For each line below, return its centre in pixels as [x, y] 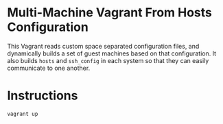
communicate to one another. [49, 68]
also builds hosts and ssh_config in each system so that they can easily [108, 60]
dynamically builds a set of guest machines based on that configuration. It [112, 53]
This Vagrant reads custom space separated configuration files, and [103, 46]
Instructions [43, 96]
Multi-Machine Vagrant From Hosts [110, 13]
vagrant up [23, 114]
